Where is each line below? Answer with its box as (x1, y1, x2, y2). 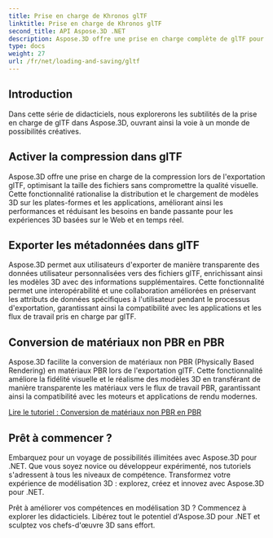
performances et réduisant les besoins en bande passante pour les (8, 206, 234, 216)
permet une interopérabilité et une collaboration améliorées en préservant (8, 286, 257, 295)
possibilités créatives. (8, 126, 81, 136)
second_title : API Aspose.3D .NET (8, 27, 126, 35)
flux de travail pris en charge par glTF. (8, 312, 137, 321)
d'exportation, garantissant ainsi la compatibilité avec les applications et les (8, 303, 262, 313)
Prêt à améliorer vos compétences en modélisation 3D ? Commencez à (8, 502, 247, 513)
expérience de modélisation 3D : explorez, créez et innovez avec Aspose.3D (8, 478, 265, 488)
